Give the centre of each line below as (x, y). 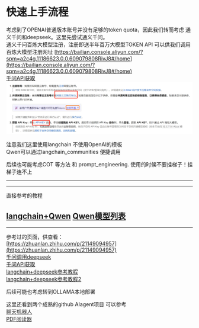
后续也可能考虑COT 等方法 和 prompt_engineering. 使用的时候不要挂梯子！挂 (99, 165)
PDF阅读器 (19, 319)
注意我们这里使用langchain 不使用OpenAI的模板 (64, 144)
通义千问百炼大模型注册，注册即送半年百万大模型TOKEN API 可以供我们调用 (98, 44)
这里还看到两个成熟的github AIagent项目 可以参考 (66, 304)
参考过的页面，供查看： (35, 237)
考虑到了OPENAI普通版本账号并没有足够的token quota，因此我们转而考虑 (95, 30)
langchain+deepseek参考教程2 (44, 279)
